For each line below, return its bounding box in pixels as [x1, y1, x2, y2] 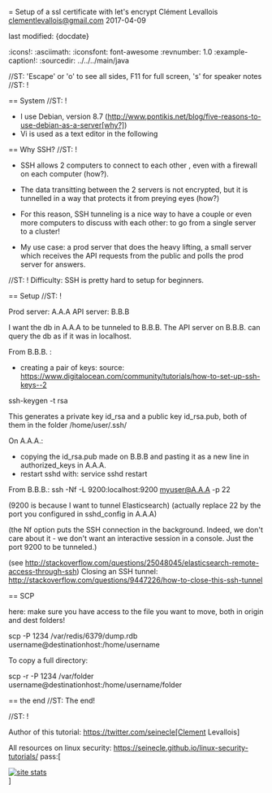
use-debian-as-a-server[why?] [19, 120, 125, 129]
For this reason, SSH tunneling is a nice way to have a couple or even [19, 209, 253, 219]
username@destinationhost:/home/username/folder [8, 680, 183, 690]
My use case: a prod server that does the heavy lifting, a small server [19, 242, 252, 251]
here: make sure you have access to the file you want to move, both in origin [8, 607, 264, 617]
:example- [214, 47, 248, 56]
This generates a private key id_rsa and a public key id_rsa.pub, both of [8, 412, 248, 421]
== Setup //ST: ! [8, 291, 63, 300]
